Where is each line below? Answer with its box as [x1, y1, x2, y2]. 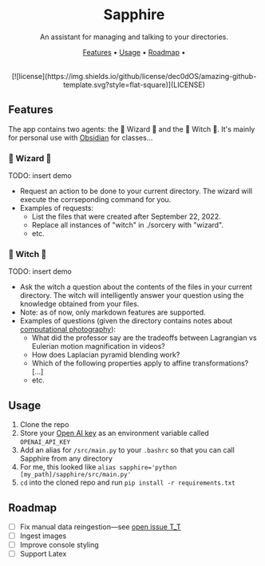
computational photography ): [19, 325, 117, 334]
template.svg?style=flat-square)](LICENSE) [62, 80, 206, 89]
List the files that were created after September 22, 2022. [31, 212, 221, 221]
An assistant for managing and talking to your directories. [39, 32, 229, 42]
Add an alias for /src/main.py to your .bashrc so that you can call [19, 445, 235, 455]
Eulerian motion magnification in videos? [31, 342, 165, 351]
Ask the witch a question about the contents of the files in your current [19, 282, 253, 292]
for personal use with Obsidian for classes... [8, 133, 153, 142]
